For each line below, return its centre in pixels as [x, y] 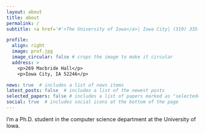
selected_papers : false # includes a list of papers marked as [88, 96]
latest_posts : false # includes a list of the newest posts [86, 91]
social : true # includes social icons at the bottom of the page [92, 102]
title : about [23, 18]
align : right [28, 46]
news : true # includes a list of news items [65, 85]
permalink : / [23, 23]
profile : [17, 40]
